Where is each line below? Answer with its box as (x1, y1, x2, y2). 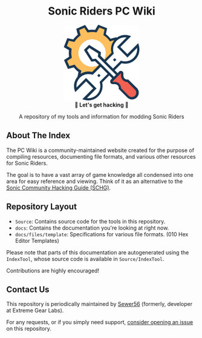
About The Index (6, 130, 71, 141)
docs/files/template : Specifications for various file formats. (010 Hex (15, 230, 189, 237)
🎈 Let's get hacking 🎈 (74, 101, 129, 108)
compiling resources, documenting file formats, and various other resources (6, 153, 196, 160)
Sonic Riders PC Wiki (48, 4, 155, 18)
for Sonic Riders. (6, 159, 48, 167)
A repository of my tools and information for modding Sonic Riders (19, 113, 184, 120)
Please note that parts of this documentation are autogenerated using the (6, 248, 189, 256)
